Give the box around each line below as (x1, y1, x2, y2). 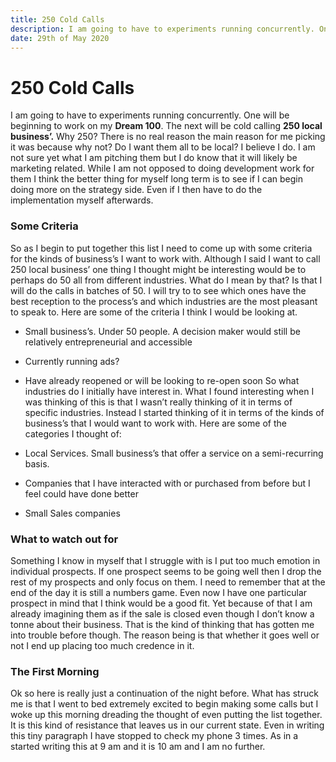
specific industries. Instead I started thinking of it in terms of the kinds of (24, 406, 325, 418)
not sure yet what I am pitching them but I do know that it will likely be (10, 152, 298, 164)
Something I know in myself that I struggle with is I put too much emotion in (10, 554, 321, 566)
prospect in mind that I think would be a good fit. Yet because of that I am (10, 597, 313, 609)
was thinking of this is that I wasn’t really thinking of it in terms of (24, 396, 293, 408)
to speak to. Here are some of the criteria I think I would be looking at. (10, 306, 298, 318)
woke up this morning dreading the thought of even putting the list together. (10, 709, 323, 721)
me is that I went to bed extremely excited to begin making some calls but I (10, 698, 319, 710)
